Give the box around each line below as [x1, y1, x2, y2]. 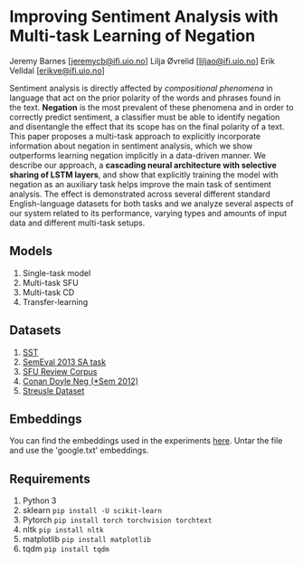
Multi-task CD [22, 287, 75, 298]
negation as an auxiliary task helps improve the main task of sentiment [9, 178, 271, 189]
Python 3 [22, 495, 57, 506]
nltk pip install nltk [22, 524, 104, 535]
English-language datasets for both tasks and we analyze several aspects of [9, 197, 294, 209]
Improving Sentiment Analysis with [9, 6, 279, 27]
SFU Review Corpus [22, 366, 98, 377]
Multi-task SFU [22, 277, 79, 288]
